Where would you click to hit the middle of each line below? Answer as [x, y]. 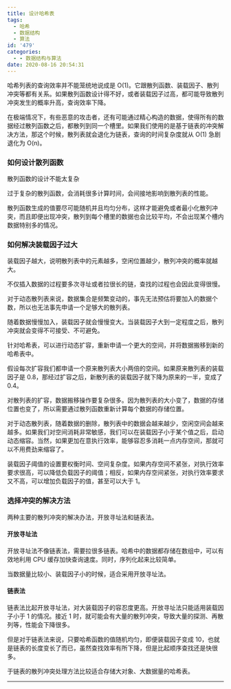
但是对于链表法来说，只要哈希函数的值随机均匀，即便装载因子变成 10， [108, 639]
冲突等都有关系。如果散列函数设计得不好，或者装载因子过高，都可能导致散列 [115, 94]
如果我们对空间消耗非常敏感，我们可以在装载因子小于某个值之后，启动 [124, 432]
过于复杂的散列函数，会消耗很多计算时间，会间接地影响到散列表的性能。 [109, 193]
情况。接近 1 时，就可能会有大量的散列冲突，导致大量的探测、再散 [130, 616]
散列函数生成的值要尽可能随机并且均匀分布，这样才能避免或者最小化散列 [109, 208]
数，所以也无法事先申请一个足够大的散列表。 [70, 308]
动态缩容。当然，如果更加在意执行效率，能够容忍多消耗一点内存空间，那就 [112, 441]
